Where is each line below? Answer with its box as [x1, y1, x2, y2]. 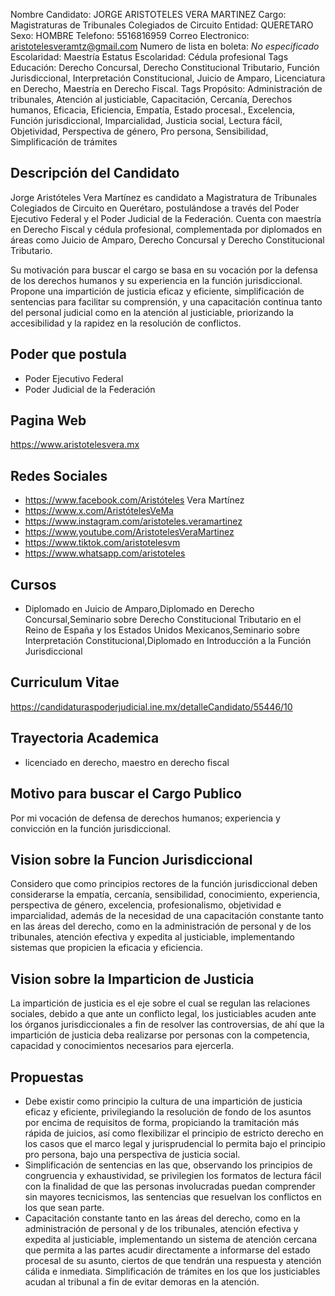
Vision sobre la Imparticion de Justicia [10, 970, 255, 988]
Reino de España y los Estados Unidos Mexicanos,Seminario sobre [24, 624, 301, 636]
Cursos [10, 576, 57, 593]
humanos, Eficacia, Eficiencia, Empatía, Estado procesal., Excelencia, [10, 104, 296, 116]
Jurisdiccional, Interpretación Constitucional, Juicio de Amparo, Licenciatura [10, 72, 326, 84]
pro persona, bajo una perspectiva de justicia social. [24, 1148, 241, 1160]
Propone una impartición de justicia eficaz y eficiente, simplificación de [10, 285, 305, 297]
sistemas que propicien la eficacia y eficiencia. [10, 942, 203, 954]
